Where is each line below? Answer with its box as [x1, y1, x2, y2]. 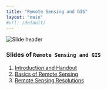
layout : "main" [6, 14, 44, 20]
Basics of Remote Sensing [14, 70, 78, 78]
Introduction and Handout [14, 64, 78, 71]
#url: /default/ [6, 20, 46, 25]
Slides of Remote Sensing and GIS [6, 51, 101, 59]
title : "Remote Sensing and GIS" [6, 8, 88, 15]
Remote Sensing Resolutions [14, 76, 84, 83]
